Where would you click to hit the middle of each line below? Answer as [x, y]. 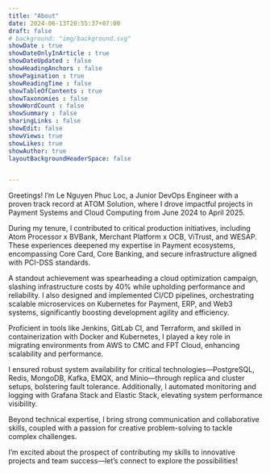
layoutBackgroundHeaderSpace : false [70, 158]
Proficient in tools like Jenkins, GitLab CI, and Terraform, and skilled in [125, 329]
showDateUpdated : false [50, 61]
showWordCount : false [46, 106]
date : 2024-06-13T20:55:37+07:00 [64, 23]
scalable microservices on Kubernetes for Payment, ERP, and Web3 [120, 304]
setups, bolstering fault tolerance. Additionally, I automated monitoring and [132, 387]
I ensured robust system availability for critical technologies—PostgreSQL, [132, 370]
